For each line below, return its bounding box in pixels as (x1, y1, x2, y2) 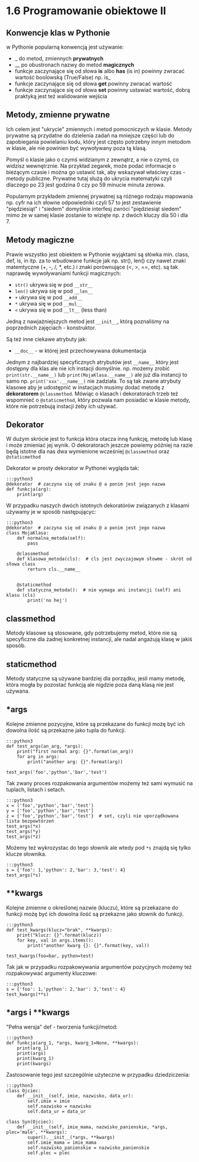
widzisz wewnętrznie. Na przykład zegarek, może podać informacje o (6, 162, 176, 169)
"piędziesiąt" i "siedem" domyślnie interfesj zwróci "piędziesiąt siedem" (6, 205, 182, 212)
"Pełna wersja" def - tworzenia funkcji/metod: (6, 1023, 118, 1030)
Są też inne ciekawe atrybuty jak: (6, 335, 87, 342)
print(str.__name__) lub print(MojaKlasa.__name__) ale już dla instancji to (6, 371, 188, 378)
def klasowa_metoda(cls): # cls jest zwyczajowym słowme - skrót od (17, 556, 192, 562)
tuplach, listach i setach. (6, 786, 66, 793)
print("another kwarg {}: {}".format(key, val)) (27, 942, 150, 949)
